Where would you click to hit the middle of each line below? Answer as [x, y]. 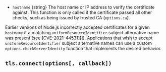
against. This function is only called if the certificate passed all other [82, 12]
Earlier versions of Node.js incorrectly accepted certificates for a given [78, 27]
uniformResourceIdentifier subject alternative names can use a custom [79, 43]
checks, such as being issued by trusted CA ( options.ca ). [71, 18]
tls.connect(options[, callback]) [58, 63]
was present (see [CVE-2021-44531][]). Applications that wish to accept [79, 38]
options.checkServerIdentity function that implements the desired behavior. [83, 48]
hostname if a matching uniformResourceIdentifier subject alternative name [82, 33]
